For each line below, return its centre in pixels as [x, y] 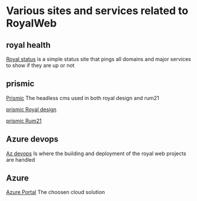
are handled [21, 159]
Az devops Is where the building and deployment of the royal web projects [96, 153]
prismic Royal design [31, 109]
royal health [29, 45]
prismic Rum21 [24, 120]
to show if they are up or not [40, 65]
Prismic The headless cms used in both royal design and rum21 [83, 98]
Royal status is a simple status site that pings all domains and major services [98, 59]
